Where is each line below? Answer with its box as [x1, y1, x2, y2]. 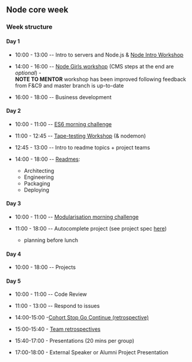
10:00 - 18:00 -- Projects [14, 264, 76, 271]
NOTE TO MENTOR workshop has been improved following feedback [14, 75, 187, 83]
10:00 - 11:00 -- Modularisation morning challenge [14, 213, 139, 220]
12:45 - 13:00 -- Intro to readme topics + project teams [14, 143, 151, 151]
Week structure [6, 23, 53, 31]
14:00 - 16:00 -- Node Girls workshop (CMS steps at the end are [14, 62, 174, 70]
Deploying [23, 186, 50, 193]
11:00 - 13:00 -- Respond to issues [14, 303, 100, 310]
